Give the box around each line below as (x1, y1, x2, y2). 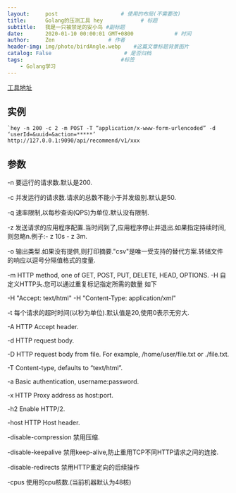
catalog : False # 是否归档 (7, 50, 151, 57)
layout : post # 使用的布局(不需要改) (7, 10, 181, 18)
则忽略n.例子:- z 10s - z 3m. (7, 232, 88, 241)
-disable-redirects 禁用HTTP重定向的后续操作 (7, 463, 139, 472)
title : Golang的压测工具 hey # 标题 (7, 17, 158, 24)
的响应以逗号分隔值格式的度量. (7, 256, 97, 265)
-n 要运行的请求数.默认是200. (7, 178, 93, 187)
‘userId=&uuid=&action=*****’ (7, 131, 97, 138)
